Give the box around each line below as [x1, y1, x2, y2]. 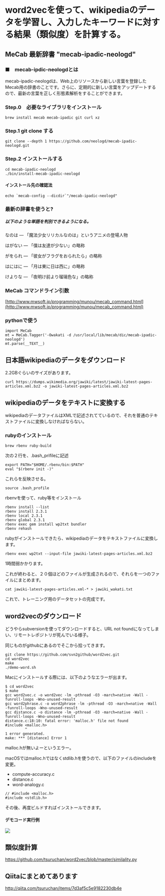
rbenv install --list [5, 505, 50, 510]
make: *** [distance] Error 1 [5, 736, 67, 741]
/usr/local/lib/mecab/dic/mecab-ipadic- [73, 333, 157, 338]
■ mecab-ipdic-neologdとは [5, 66, 79, 73]
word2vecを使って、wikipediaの [5, 4, 138, 16]
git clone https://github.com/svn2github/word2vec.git [5, 652, 120, 658]
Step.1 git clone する [5, 128, 54, 134]
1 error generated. [5, 732, 45, 737]
